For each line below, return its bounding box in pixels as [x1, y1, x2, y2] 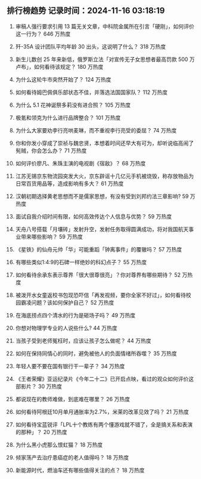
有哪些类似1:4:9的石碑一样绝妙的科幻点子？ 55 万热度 [15, 258, 147, 265]
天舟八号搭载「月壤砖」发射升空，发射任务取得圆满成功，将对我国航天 [15, 225, 189, 232]
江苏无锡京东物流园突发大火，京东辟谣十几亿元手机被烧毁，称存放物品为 [15, 172, 194, 180]
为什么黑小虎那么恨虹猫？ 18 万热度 [15, 441, 103, 448]
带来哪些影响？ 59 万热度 [20, 233, 83, 240]
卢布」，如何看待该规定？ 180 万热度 [15, 63, 103, 70]
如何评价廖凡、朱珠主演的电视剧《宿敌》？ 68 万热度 [15, 159, 146, 166]
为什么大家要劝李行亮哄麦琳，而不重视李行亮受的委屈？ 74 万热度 [15, 126, 177, 134]
